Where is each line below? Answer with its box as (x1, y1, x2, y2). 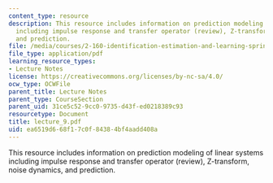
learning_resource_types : (8, 58, 96, 66)
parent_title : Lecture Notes (8, 87, 107, 96)
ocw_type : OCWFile (8, 80, 71, 88)
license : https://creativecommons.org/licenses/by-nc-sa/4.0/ (8, 72, 223, 81)
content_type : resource (8, 11, 89, 20)
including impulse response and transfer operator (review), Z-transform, (8, 156, 250, 166)
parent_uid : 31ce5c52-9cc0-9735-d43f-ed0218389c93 (8, 102, 184, 111)
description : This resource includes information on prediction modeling (8, 20, 264, 28)
